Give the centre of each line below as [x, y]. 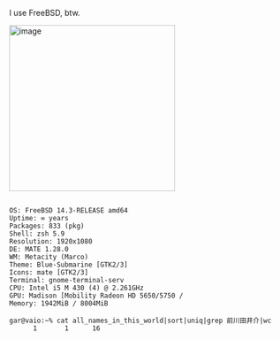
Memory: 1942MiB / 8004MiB [59, 304]
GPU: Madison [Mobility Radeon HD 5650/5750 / [96, 296]
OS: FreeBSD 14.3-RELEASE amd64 [68, 211]
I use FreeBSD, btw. [45, 13]
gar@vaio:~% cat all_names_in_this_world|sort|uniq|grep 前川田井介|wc [140, 321]
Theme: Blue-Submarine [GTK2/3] [68, 265]
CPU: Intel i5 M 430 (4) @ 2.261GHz [76, 288]
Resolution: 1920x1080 [51, 242]
